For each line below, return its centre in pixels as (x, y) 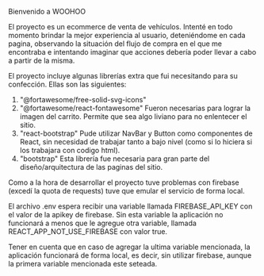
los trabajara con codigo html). (70, 150)
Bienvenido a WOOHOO (47, 11)
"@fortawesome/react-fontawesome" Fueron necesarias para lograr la (135, 108)
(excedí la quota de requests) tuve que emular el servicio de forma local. (126, 191)
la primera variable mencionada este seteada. (83, 264)
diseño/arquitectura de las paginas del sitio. (91, 167)
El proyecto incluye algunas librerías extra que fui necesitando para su (123, 76)
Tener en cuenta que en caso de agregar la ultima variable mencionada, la (130, 247)
